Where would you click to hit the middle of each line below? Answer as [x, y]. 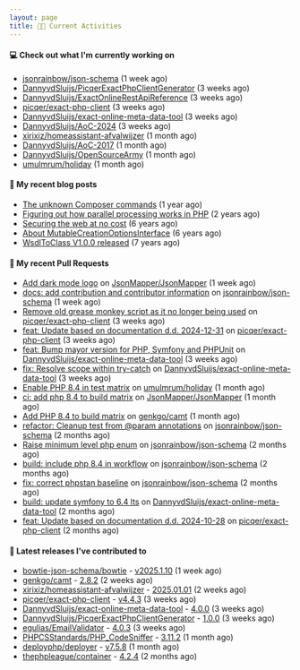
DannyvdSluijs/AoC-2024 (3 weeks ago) [97, 125]
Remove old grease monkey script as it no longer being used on [140, 312]
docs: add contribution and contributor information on [121, 293]
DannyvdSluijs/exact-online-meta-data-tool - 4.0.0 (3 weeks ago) [143, 609]
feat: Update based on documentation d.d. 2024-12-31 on [129, 331]
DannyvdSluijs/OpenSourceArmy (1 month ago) [109, 154]
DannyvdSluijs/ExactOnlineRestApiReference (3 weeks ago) [133, 97]
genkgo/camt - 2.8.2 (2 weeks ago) [88, 580]
